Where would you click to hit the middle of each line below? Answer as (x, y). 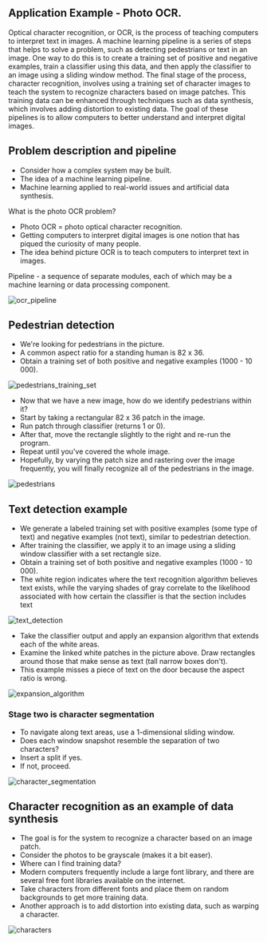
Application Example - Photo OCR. (95, 13)
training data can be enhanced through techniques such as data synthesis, (131, 100)
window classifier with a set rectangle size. (90, 554)
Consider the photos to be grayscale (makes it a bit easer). (116, 855)
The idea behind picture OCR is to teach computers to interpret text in (134, 252)
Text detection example (68, 509)
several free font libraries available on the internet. (102, 880)
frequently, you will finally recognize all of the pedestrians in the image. (137, 469)
